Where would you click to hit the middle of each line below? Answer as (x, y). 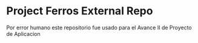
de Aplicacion (23, 33)
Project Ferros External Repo (80, 11)
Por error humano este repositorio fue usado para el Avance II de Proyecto (99, 27)
